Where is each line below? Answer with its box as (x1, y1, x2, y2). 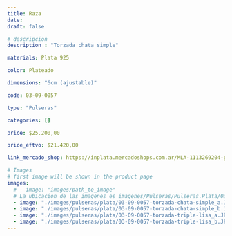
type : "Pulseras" (7, 105, 57, 111)
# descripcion (7, 35, 48, 42)
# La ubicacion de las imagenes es (13, 192, 116, 199)
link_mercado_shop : (7, 154, 64, 161)
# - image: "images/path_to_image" (13, 186, 116, 193)
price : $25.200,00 (7, 129, 60, 136)
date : (7, 17, 23, 24)
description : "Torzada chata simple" (7, 42, 119, 49)
